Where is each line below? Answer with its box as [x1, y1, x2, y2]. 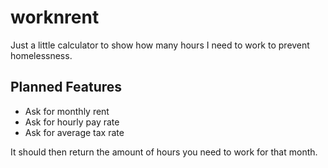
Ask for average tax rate [24, 126, 125, 138]
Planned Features [10, 79, 123, 96]
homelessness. [10, 49, 73, 61]
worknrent [10, 6, 100, 29]
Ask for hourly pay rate [24, 116, 120, 128]
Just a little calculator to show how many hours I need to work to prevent [10, 39, 310, 51]
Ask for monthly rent [24, 105, 110, 117]
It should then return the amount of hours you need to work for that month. [10, 146, 318, 158]
